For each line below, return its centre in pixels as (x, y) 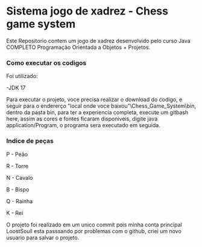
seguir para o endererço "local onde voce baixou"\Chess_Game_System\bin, (101, 106)
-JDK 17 (16, 88)
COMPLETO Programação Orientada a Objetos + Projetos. (78, 47)
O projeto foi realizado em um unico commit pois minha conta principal (94, 225)
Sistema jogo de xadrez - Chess (87, 11)
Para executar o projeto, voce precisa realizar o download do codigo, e (94, 100)
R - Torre (17, 166)
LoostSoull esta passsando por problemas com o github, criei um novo (94, 231)
